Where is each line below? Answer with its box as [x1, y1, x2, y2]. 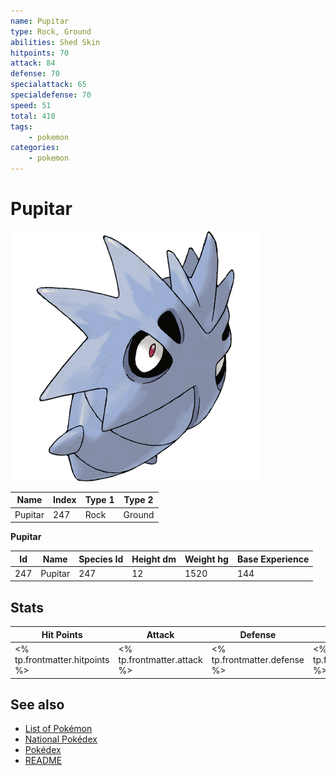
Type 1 [84, 494, 115, 506]
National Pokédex [24, 733, 98, 745]
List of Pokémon [24, 723, 93, 735]
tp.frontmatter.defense [211, 654, 305, 665]
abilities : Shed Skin [10, 37, 101, 47]
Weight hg [184, 553, 229, 565]
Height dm [131, 553, 177, 565]
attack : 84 [10, 58, 56, 69]
